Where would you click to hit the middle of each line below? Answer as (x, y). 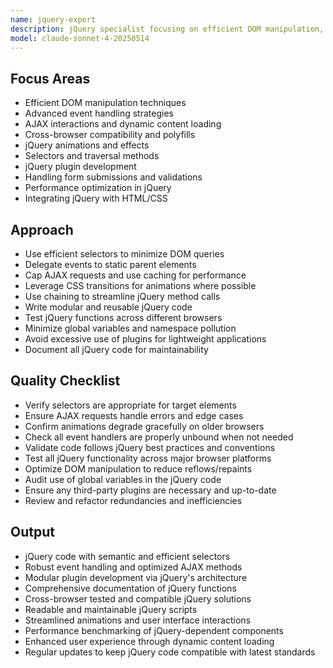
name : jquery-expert (53, 19)
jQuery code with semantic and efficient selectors (127, 556)
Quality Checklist (65, 381)
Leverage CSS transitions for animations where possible (140, 285)
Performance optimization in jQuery (98, 188)
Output (32, 532)
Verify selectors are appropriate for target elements (130, 405)
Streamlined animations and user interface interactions (137, 620)
